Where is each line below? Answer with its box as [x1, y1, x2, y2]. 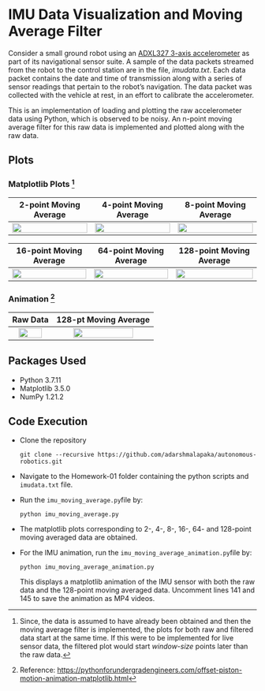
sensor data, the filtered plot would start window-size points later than [19, 641, 248, 652]
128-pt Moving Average [56, 314, 150, 325]
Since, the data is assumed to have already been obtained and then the [19, 617, 252, 626]
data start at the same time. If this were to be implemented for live [19, 633, 234, 643]
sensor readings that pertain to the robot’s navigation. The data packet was [8, 81, 252, 92]
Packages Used [8, 354, 87, 368]
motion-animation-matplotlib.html [19, 674, 129, 683]
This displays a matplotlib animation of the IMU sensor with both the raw [19, 577, 255, 587]
